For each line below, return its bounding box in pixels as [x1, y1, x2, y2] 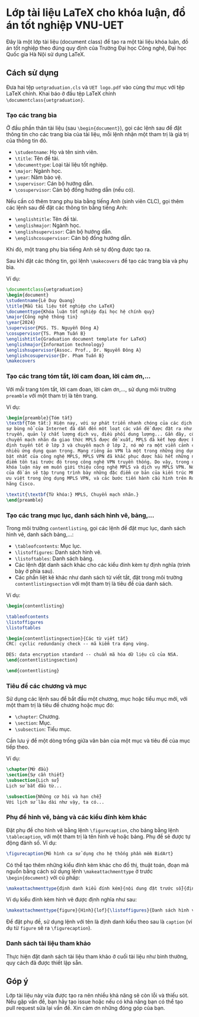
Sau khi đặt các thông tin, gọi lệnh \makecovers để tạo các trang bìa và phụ [6, 258, 188, 265]
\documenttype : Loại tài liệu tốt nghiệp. [14, 161, 108, 168]
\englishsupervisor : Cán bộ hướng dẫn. [14, 228, 113, 235]
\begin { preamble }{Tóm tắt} [6, 415, 73, 421]
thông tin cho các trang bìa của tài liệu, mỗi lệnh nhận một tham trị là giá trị [6, 131, 189, 138]
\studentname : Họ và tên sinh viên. [14, 149, 98, 156]
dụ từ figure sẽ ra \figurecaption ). [6, 925, 92, 932]
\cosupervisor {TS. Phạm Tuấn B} [6, 331, 86, 337]
